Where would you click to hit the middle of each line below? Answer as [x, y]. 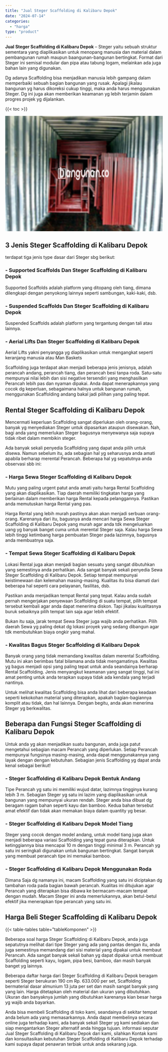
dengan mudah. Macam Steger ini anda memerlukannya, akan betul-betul [81, 896]
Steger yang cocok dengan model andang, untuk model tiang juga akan [79, 835]
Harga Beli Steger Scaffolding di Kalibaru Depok [81, 917]
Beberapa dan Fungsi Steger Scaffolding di [73, 724]
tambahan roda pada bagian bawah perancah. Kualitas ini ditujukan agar [80, 885]
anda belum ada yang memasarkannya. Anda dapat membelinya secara [79, 1017]
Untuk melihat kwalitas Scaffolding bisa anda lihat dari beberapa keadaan [81, 692]
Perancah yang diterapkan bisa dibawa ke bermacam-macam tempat [76, 891]
